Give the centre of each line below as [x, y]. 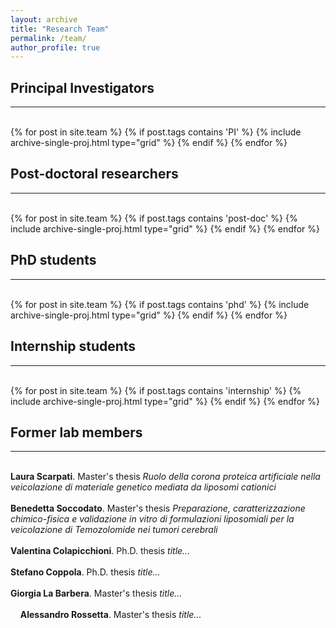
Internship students [73, 346]
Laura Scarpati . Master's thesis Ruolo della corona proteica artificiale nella [165, 477]
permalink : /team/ [48, 38]
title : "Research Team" [60, 29]
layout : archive [44, 19]
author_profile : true [55, 47]
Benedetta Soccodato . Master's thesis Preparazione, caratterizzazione [158, 508]
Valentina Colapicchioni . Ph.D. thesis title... [100, 551]
